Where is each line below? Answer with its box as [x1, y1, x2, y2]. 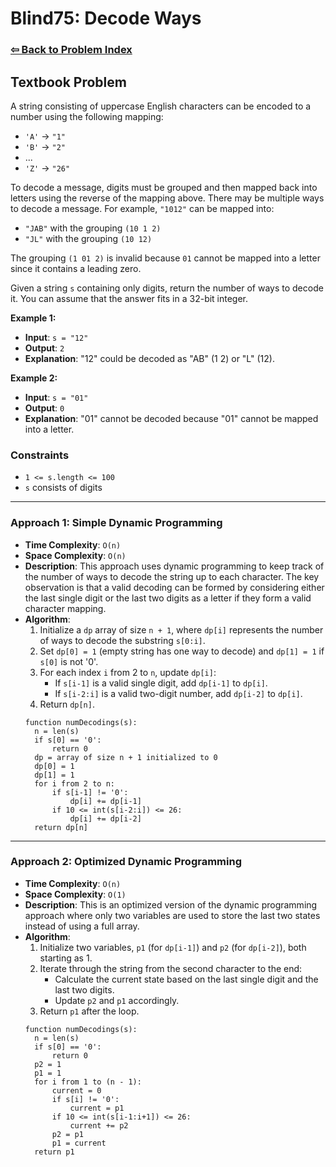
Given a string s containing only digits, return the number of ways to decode [10, 282, 324, 294]
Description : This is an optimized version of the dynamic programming [24, 898, 318, 911]
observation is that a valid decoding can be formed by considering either [24, 581, 325, 593]
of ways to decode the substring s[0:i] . [39, 634, 206, 646]
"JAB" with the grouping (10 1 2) [24, 222, 162, 234]
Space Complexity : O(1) [24, 888, 127, 900]
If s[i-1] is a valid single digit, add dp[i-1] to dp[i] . [54, 677, 268, 689]
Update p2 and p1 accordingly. [54, 994, 180, 1006]
